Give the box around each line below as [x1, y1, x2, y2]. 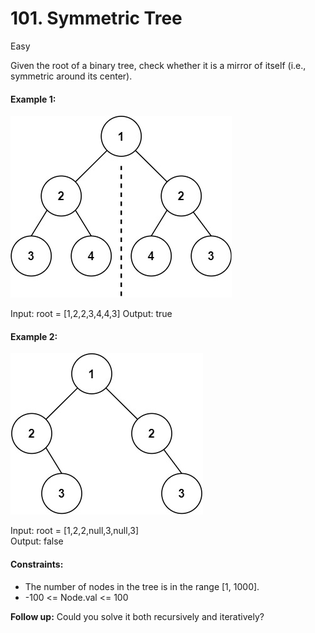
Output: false [10, 535, 64, 547]
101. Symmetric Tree [10, 7, 183, 30]
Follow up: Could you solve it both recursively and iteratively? [10, 610, 265, 622]
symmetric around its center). [10, 70, 133, 82]
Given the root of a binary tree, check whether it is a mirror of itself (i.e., [10, 59, 307, 71]
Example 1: [10, 93, 57, 105]
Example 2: [10, 330, 58, 342]
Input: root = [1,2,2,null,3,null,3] [10, 525, 140, 537]
